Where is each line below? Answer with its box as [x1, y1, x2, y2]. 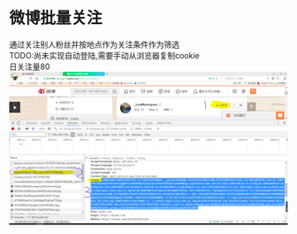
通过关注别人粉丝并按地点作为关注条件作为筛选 [9, 39, 179, 50]
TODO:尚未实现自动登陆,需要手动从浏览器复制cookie [9, 50, 201, 60]
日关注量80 [9, 61, 50, 72]
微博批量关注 [9, 8, 103, 28]
